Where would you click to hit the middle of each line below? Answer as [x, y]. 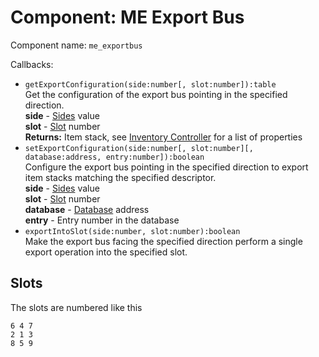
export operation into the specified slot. [106, 252]
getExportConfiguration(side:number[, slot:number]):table [150, 84]
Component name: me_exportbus [76, 45]
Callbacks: [32, 64]
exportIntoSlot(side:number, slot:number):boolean [132, 231]
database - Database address [87, 209]
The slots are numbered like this [76, 307]
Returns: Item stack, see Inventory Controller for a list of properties [163, 137]
